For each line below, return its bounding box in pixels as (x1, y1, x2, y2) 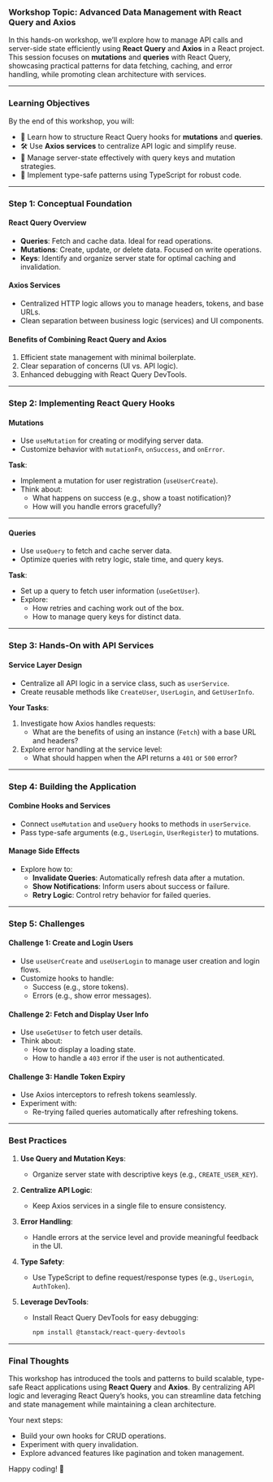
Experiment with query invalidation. (19, 1439, 139, 1449)
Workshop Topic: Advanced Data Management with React (8, 6, 242, 18)
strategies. (19, 161, 57, 171)
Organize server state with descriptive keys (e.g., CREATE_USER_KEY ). (32, 1169, 258, 1179)
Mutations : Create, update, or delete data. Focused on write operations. (19, 245, 262, 254)
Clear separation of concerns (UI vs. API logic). (19, 361, 179, 371)
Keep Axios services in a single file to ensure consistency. (32, 1201, 227, 1211)
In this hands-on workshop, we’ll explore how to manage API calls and (8, 35, 244, 45)
